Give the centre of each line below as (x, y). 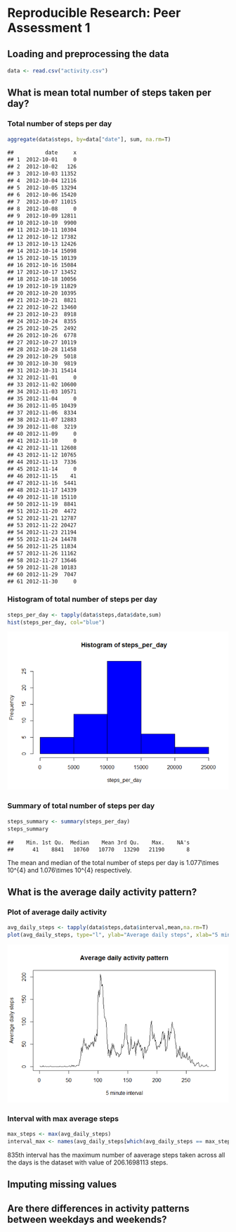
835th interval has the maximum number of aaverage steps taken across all (116, 1155)
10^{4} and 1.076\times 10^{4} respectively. (70, 870)
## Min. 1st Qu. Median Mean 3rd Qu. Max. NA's (99, 842)
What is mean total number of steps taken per (110, 93)
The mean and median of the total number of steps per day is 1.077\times (113, 862)
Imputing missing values (62, 1185)
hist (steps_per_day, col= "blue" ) (56, 622)
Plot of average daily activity (57, 912)
